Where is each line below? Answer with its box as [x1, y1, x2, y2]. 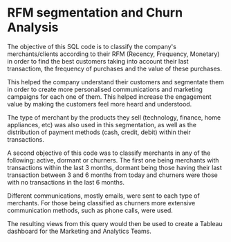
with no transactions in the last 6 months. [7, 178, 124, 186]
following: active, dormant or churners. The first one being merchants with [7, 156, 219, 164]
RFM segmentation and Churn [7, 5, 183, 21]
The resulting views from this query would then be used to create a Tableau [7, 219, 223, 227]
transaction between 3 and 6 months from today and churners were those [7, 171, 218, 179]
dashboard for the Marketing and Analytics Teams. [7, 227, 152, 235]
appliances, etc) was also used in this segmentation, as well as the [7, 120, 197, 129]
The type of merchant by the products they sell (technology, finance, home [7, 113, 221, 122]
